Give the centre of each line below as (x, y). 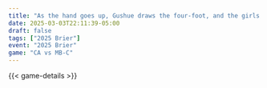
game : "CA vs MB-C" (41, 53)
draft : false (30, 30)
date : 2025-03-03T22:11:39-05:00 (64, 23)
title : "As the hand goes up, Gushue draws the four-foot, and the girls (134, 16)
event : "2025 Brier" (43, 46)
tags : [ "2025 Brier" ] (44, 38)
